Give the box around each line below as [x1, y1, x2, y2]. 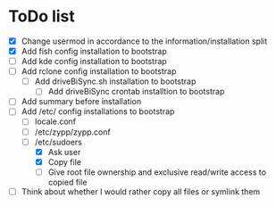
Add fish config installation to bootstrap [21, 46, 167, 56]
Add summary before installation [21, 96, 142, 107]
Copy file [47, 156, 82, 167]
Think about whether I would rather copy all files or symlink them [21, 185, 261, 197]
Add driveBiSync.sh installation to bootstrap [34, 76, 197, 87]
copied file [47, 177, 88, 187]
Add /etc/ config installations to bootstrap [21, 106, 175, 117]
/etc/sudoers [34, 136, 82, 147]
